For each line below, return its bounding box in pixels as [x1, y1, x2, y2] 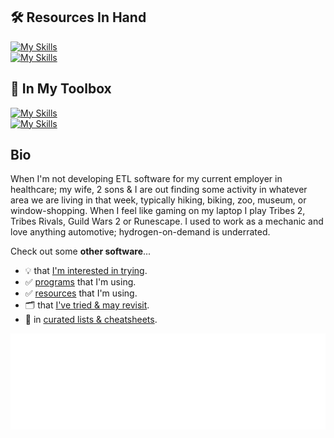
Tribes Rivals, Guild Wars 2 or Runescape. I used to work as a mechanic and [10, 215, 324, 228]
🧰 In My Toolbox [10, 80, 112, 98]
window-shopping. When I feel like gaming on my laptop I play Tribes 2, [10, 205, 306, 217]
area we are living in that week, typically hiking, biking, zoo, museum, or [10, 194, 307, 206]
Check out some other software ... [10, 245, 152, 258]
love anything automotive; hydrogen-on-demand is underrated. [10, 226, 271, 238]
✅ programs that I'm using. [24, 276, 137, 288]
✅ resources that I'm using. [24, 287, 138, 299]
